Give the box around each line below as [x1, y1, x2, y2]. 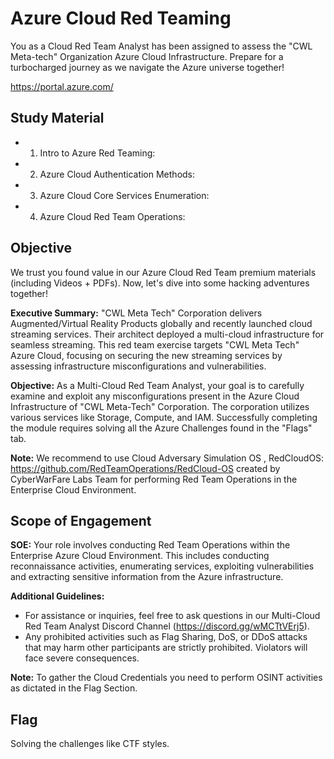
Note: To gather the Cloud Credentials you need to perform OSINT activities [10, 672, 323, 684]
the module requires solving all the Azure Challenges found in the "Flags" [10, 422, 313, 434]
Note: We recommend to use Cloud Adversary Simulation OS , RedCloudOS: [10, 452, 325, 464]
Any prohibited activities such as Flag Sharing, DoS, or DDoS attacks [24, 631, 308, 643]
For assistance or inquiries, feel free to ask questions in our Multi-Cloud [24, 610, 321, 622]
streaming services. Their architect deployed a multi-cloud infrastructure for [10, 328, 325, 340]
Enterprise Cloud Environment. [10, 483, 137, 496]
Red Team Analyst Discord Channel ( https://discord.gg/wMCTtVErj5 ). [24, 620, 310, 632]
